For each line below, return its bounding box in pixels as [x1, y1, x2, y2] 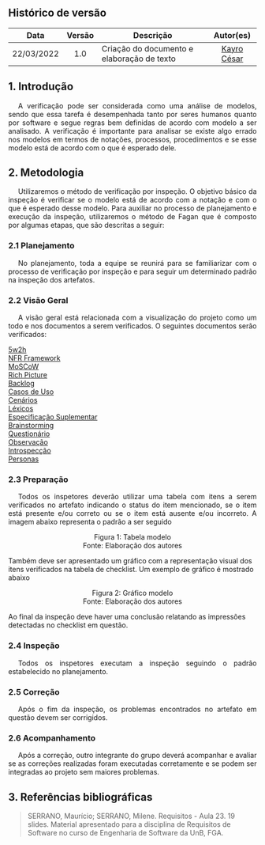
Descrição [132, 29, 173, 40]
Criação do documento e [101, 43, 194, 54]
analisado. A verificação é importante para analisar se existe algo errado [8, 126, 257, 135]
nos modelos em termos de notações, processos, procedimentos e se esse [8, 135, 257, 144]
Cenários [8, 396, 38, 405]
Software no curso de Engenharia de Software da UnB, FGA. [27, 828, 224, 838]
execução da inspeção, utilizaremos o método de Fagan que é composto [8, 212, 257, 222]
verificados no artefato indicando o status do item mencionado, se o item [8, 500, 257, 510]
